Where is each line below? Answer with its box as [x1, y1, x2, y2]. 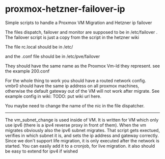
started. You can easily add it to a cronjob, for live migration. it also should [5, 143, 155, 149]
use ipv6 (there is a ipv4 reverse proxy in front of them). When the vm [5, 122, 146, 128]
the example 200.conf [5, 68, 50, 74]
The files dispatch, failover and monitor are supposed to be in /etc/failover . [5, 29, 158, 35]
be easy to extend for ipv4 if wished [5, 148, 78, 154]
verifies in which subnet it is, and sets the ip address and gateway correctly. [5, 132, 159, 138]
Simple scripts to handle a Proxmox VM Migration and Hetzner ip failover [5, 20, 152, 26]
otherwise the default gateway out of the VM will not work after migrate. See [5, 88, 160, 94]
